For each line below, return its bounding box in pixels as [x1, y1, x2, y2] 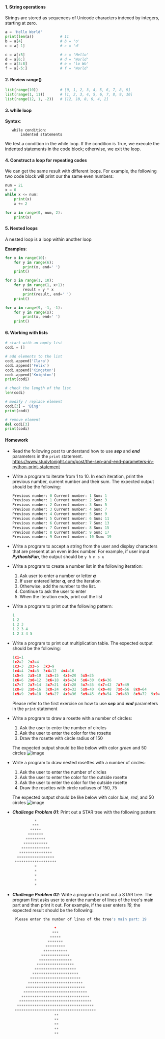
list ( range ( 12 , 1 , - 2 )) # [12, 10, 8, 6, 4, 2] [5, 97, 109, 102]
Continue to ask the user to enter [19, 588, 86, 594]
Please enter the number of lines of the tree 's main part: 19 [14, 916, 147, 922]
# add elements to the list [5, 354, 63, 359]
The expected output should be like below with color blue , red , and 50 [12, 794, 154, 800]
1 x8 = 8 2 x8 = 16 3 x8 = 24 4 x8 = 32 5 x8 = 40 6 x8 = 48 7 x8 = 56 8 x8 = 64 [12, 687, 147, 692]
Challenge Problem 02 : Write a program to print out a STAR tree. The [12, 891, 153, 897]
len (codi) [5, 390, 26, 395]
